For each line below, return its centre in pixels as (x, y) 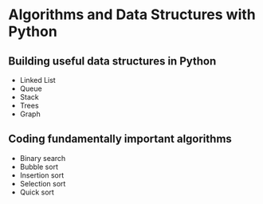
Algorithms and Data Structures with (132, 15)
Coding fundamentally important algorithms (120, 139)
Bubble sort (39, 167)
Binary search (43, 158)
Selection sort (43, 183)
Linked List (37, 80)
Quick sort (37, 192)
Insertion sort (42, 175)
